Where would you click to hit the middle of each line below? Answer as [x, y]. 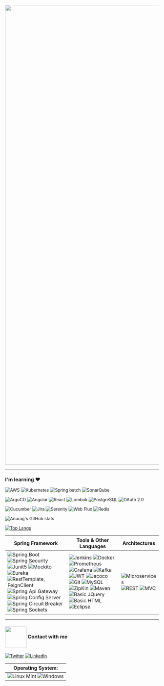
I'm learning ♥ [23, 479]
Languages [93, 546]
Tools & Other [92, 540]
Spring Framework [36, 543]
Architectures [139, 543]
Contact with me [48, 637]
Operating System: [36, 668]
